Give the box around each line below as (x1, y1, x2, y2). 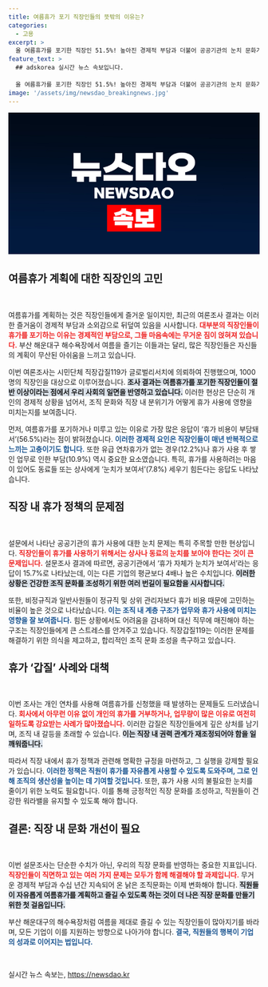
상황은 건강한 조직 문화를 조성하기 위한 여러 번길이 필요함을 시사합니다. (8, 578, 225, 588)
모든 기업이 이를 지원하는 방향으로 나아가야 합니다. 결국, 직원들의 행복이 (18, 927, 239, 937)
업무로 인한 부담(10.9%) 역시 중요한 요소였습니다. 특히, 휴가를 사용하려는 (16, 454, 242, 463)
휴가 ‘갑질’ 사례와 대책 (8, 661, 109, 675)
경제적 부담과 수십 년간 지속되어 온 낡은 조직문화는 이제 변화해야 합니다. (16, 881, 238, 890)
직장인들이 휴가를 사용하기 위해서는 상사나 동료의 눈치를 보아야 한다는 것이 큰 (18, 548, 254, 558)
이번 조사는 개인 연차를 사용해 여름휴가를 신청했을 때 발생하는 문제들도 (8, 699, 226, 708)
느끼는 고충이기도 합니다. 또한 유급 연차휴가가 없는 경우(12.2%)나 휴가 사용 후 (8, 444, 248, 454)
